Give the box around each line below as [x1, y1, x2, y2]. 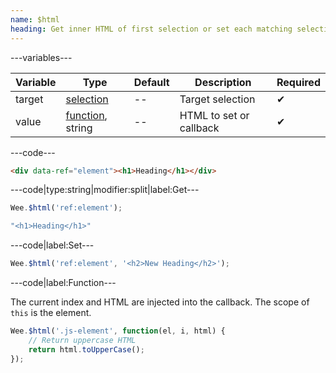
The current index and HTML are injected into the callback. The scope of [10, 296, 310, 308]
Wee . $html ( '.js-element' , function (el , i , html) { [10, 326, 226, 336]
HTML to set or [179, 108, 250, 122]
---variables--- [10, 51, 73, 63]
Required [276, 75, 321, 89]
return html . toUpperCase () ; [28, 344, 145, 355]
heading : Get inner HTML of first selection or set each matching [10, 24, 293, 34]
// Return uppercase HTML [28, 335, 137, 345]
